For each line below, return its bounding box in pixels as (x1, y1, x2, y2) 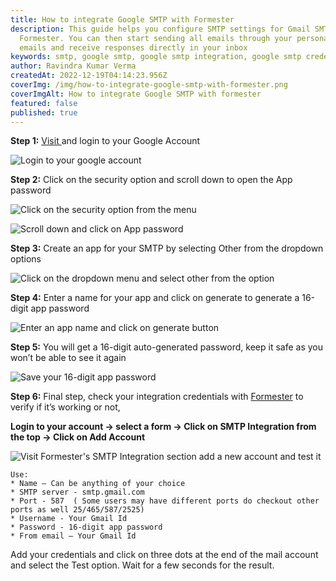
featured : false (10, 98, 78, 108)
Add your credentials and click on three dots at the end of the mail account (10, 549, 319, 561)
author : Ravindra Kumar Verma (10, 61, 137, 71)
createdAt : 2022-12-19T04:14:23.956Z (10, 71, 168, 81)
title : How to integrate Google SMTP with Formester (10, 14, 235, 25)
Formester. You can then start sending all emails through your (19, 33, 293, 43)
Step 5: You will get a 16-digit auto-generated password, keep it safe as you (10, 341, 323, 353)
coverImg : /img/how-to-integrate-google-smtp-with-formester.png (10, 80, 288, 90)
